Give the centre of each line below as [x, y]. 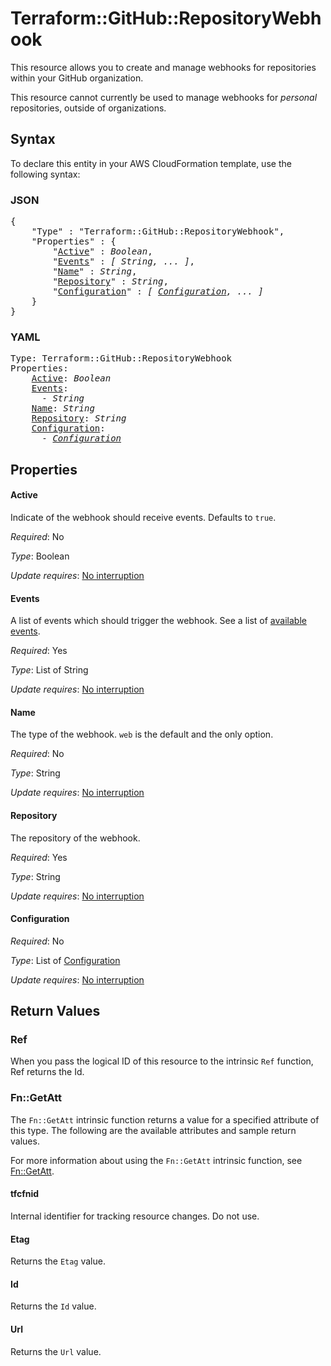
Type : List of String [49, 670]
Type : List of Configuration [65, 960]
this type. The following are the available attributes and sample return [153, 1130]
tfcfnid [25, 1194]
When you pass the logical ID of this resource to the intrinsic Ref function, [162, 1061]
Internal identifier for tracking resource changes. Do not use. [135, 1216]
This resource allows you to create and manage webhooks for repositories [163, 67]
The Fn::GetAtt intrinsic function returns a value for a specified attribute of [165, 1119]
